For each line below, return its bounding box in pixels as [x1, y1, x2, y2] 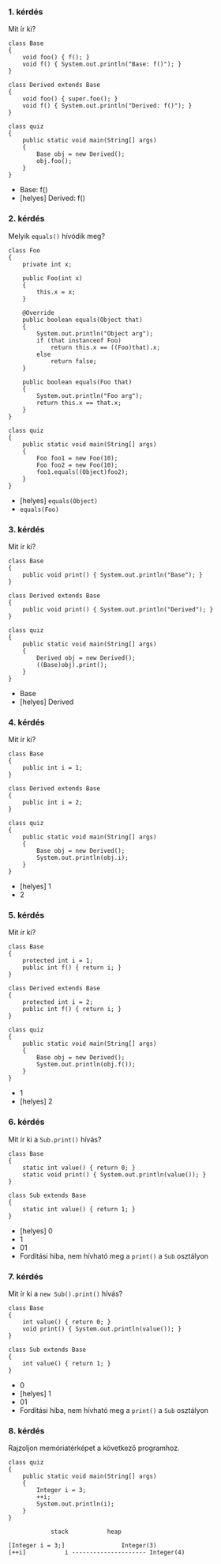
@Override [22, 309, 55, 316]
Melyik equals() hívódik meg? [8, 231, 105, 240]
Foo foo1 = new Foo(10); [36, 454, 118, 462]
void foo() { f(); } [22, 54, 90, 62]
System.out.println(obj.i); [36, 854, 129, 862]
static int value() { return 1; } [22, 1205, 136, 1213]
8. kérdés [8, 1426, 45, 1436]
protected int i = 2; [22, 998, 93, 1006]
